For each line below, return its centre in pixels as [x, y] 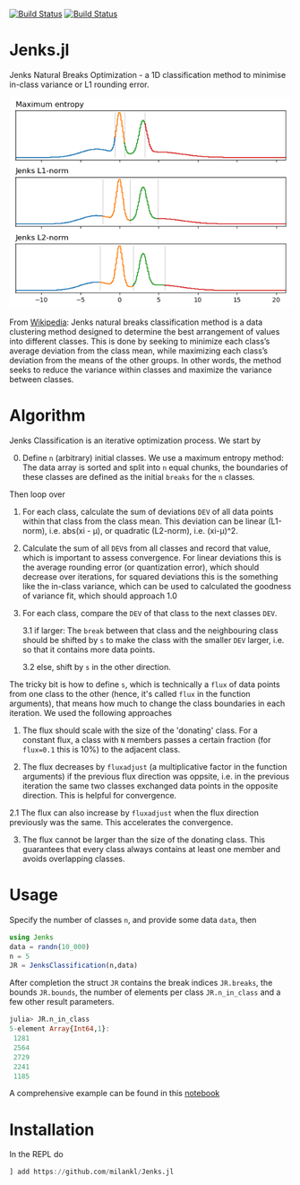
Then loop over [37, 494]
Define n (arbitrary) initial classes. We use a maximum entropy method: [153, 457]
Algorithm [47, 416]
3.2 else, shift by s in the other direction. [97, 667]
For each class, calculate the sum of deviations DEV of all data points [148, 511]
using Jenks [31, 937]
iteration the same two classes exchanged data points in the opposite [150, 786]
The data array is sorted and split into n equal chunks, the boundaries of [155, 467]
